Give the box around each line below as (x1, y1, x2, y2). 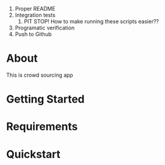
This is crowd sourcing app (6, 71, 73, 79)
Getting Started (6, 92, 85, 106)
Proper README (14, 5, 56, 12)
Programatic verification (14, 24, 75, 31)
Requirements (6, 120, 78, 134)
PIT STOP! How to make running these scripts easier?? (23, 18, 159, 25)
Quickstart (6, 147, 61, 161)
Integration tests (14, 11, 56, 19)
